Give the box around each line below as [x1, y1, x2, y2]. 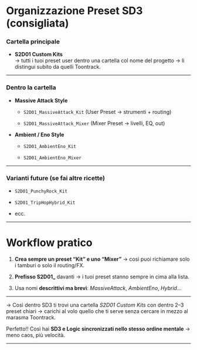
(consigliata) [6, 16, 69, 30]
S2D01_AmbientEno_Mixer [23, 154, 82, 161]
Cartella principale [6, 38, 60, 46]
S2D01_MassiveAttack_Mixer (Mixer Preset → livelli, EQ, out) [23, 119, 165, 127]
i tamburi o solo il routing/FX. [14, 262, 85, 269]
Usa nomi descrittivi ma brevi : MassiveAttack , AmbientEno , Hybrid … [14, 285, 182, 292]
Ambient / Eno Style [14, 131, 64, 138]
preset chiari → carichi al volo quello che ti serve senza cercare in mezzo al [6, 308, 189, 315]
